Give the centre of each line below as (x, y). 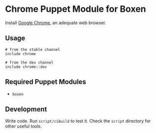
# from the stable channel (33, 50)
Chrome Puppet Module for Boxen (76, 9)
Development (26, 109)
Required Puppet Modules (46, 82)
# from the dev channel (29, 63)
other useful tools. (24, 126)
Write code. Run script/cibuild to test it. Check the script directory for (78, 121)
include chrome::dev (26, 67)
